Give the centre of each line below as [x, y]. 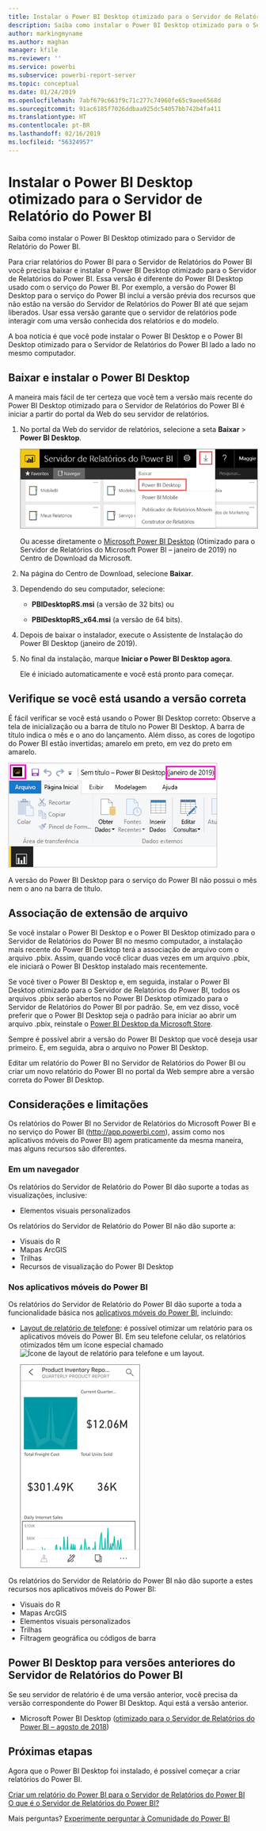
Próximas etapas [50, 1752]
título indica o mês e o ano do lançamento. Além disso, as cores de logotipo [132, 735]
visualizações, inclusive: [47, 1195]
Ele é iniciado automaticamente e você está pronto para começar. [127, 674]
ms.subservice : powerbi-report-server [72, 75]
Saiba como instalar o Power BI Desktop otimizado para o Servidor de [122, 238]
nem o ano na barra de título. [55, 889]
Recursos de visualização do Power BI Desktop [97, 1266]
